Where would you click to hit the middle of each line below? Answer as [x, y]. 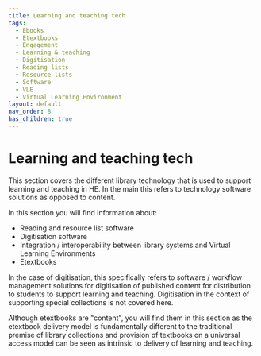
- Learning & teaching [53, 52]
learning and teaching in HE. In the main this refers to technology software [130, 188]
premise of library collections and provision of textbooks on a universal [124, 335]
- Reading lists [42, 68]
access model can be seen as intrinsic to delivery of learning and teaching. [131, 343]
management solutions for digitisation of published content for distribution [130, 285]
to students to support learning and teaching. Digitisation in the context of [129, 294]
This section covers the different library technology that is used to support [130, 180]
